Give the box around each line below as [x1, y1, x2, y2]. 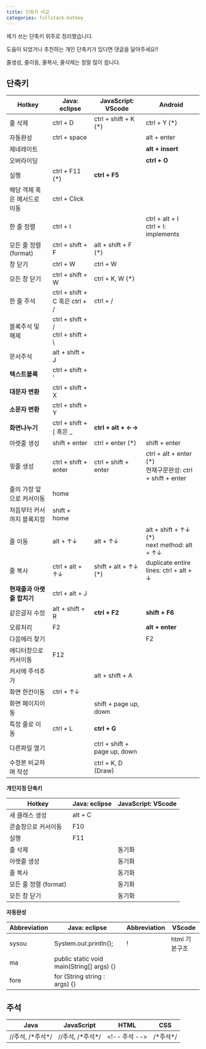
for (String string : [54, 972, 105, 981]
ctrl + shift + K [94, 115, 135, 123]
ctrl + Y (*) [145, 119, 178, 127]
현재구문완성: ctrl [145, 466, 193, 475]
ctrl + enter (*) [94, 439, 137, 447]
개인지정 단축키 [6, 784, 43, 792]
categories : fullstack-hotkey [6, 15, 84, 21]
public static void [54, 954, 104, 963]
